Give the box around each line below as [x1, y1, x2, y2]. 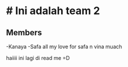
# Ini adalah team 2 [6, 4, 100, 18]
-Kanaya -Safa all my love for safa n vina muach [6, 43, 122, 50]
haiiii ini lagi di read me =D [6, 55, 70, 61]
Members [6, 28, 42, 38]
